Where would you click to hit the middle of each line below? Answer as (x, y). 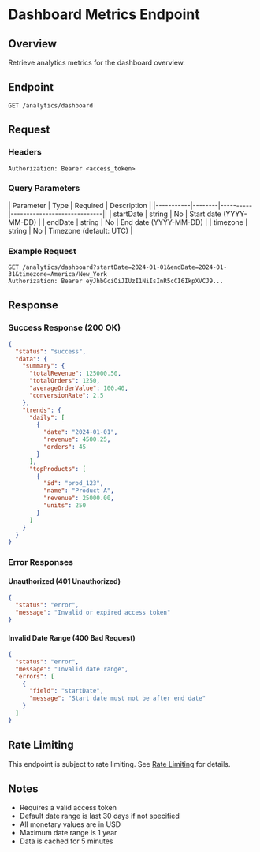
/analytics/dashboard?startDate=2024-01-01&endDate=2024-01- (124, 267)
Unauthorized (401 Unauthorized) (64, 581)
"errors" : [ (35, 676)
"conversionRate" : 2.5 (66, 395)
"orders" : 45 (65, 447)
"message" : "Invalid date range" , (72, 669)
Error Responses (41, 562)
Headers (25, 152)
